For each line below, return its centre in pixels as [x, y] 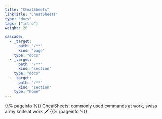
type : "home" [27, 91]
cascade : [14, 37]
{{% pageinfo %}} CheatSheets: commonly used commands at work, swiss [81, 106]
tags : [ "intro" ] [22, 23]
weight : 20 [16, 28]
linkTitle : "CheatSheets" [31, 14]
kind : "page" [31, 50]
